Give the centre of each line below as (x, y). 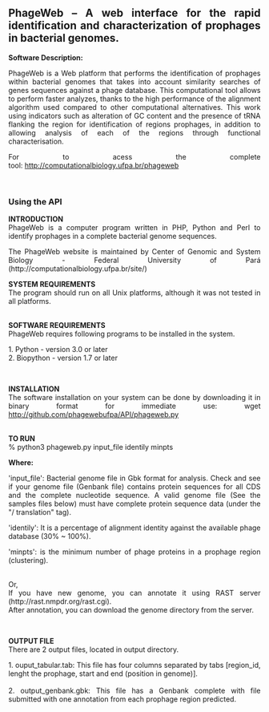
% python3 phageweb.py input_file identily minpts (91, 447)
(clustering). (28, 560)
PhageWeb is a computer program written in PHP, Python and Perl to (134, 228)
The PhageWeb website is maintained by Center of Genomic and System (134, 252)
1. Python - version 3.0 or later (58, 350)
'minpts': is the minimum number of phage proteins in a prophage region (134, 552)
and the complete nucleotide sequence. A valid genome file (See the (134, 496)
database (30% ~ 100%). (50, 536)
